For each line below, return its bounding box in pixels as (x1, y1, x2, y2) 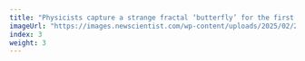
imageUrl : (9, 22, 47, 30)
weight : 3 (9, 38, 47, 48)
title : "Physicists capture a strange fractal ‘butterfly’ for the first (9, 13, 295, 22)
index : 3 (9, 30, 43, 39)
